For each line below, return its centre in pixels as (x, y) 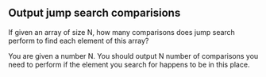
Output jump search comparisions (94, 13)
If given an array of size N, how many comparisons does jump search (122, 32)
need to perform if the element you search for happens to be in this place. (129, 64)
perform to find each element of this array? (79, 40)
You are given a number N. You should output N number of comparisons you (133, 56)
